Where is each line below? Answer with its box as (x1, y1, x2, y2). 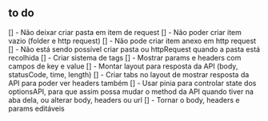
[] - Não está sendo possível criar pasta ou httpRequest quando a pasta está (8, 44, 261, 54)
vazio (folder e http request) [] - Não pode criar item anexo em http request (8, 36, 257, 45)
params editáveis (8, 103, 66, 113)
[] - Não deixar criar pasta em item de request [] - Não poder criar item (8, 27, 242, 37)
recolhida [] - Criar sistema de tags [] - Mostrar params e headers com (8, 53, 242, 62)
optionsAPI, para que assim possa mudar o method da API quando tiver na (8, 87, 254, 96)
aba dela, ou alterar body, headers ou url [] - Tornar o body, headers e (8, 95, 240, 104)
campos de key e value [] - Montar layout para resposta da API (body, (8, 61, 238, 71)
